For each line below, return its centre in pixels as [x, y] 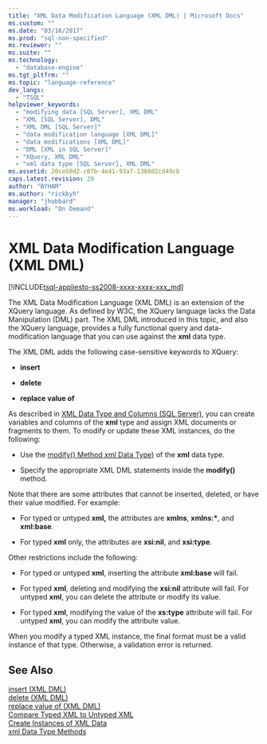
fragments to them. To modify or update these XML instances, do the [122, 431]
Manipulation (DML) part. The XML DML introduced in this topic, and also [128, 319]
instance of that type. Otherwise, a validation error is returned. [111, 645]
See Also [31, 670]
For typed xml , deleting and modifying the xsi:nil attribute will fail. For [134, 588]
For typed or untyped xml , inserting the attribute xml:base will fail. [129, 573]
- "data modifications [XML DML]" [73, 142]
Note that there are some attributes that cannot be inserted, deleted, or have [133, 494]
